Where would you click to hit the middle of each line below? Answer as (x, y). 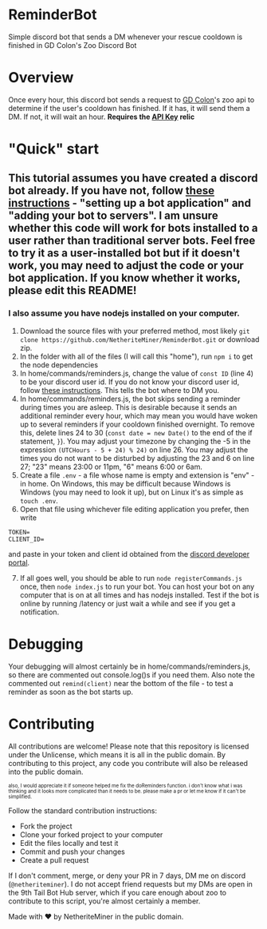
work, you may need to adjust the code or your (126, 266)
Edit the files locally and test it (69, 843)
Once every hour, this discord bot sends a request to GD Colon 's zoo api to (132, 99)
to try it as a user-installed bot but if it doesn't (124, 253)
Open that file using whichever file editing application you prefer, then (134, 509)
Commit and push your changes (72, 852)
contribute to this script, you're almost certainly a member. (104, 901)
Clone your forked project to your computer (91, 834)
